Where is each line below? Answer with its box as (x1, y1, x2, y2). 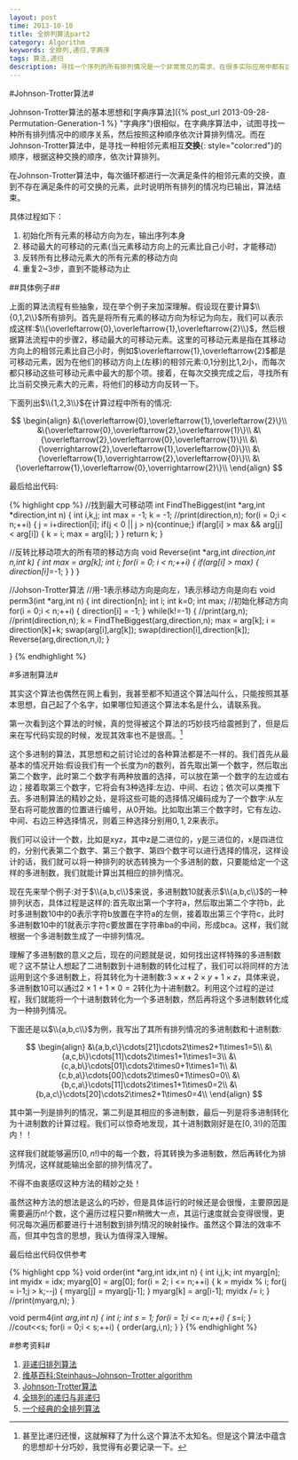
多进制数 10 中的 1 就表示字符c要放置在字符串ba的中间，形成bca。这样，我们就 (9, 919, 289, 930)
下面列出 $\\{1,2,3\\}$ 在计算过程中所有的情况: (9, 397, 173, 408)
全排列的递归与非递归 (21, 1392, 100, 1402)
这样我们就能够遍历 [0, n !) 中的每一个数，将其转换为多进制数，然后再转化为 (9, 1148, 279, 1158)
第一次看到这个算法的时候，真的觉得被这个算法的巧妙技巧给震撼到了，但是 (9, 718, 281, 729)
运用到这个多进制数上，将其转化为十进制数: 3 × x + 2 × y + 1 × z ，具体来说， (9, 971, 285, 982)
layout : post (9, 12, 58, 22)
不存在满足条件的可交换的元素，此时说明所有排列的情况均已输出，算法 (16, 181, 273, 192)
